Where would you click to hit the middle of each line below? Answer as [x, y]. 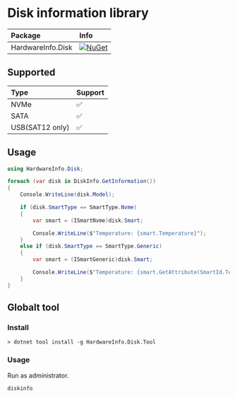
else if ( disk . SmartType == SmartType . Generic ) [91, 246]
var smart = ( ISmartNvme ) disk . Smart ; [88, 221]
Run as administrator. [38, 375]
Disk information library [78, 13]
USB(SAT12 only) [40, 127]
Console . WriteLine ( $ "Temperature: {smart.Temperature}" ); [120, 233]
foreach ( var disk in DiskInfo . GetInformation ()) [82, 182]
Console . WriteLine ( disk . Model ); [67, 195]
